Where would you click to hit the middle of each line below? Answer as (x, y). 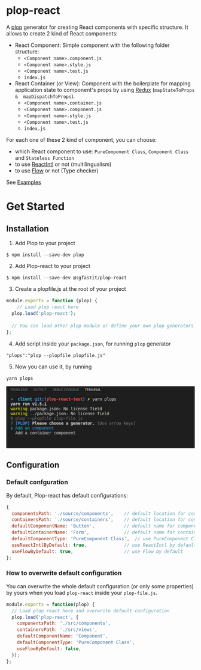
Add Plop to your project (45, 243)
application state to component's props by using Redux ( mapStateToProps (105, 90)
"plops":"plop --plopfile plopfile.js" (56, 356)
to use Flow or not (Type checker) (57, 170)
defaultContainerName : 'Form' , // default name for (93, 532)
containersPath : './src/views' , (57, 630)
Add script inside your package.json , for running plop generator (93, 344)
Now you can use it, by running (53, 367)
